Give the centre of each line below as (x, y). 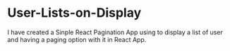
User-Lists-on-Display (74, 13)
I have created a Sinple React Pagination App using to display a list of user (115, 32)
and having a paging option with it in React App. (77, 39)
